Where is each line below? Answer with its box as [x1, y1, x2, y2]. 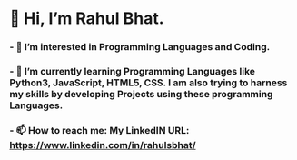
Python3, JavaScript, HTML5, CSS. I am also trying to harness [9, 76, 288, 89]
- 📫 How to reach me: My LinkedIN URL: [9, 124, 190, 136]
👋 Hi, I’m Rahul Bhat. [9, 8, 164, 29]
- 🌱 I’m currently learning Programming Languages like [9, 65, 256, 78]
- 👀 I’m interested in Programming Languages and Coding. [9, 41, 271, 54]
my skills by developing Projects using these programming [9, 88, 273, 101]
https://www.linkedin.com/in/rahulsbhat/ [9, 138, 197, 151]
